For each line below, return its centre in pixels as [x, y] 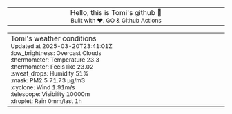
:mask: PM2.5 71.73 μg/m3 [48, 81]
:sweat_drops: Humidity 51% [50, 74]
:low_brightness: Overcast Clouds [56, 53]
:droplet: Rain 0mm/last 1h [46, 101]
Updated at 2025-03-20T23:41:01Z [61, 46]
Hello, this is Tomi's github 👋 [116, 13]
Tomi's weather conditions [54, 38]
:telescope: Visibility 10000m [50, 94]
